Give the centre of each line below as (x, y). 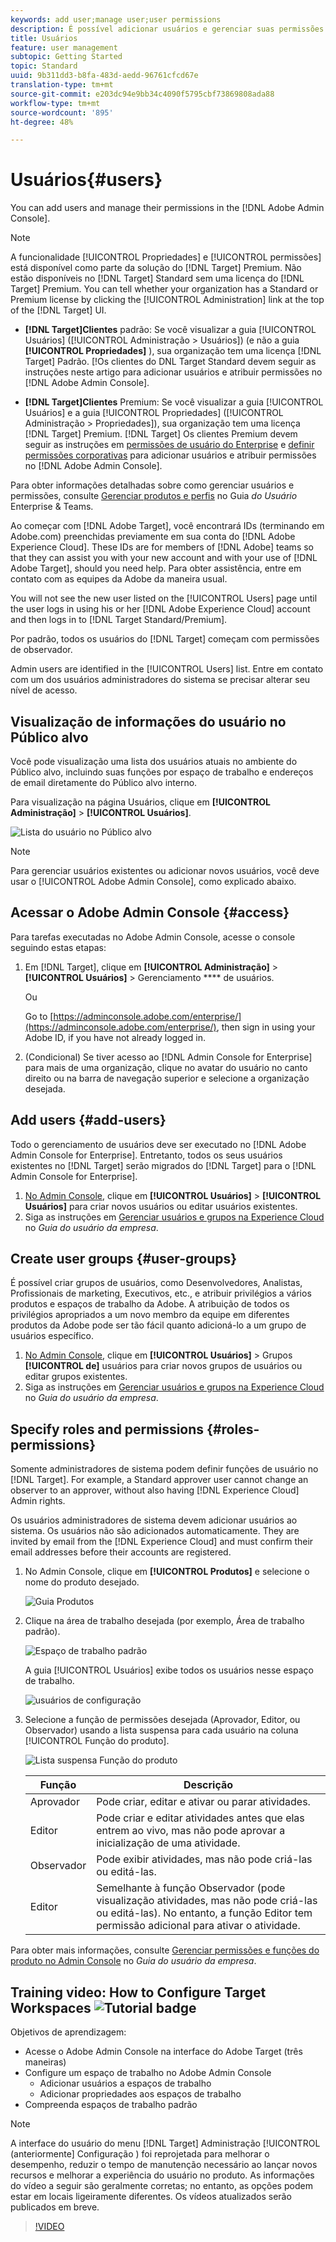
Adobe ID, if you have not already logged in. (115, 1037)
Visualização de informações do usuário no (148, 721)
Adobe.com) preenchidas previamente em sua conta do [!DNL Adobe (153, 537)
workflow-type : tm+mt (55, 103)
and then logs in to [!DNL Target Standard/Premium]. (119, 620)
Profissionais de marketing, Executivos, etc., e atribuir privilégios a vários (161, 1293)
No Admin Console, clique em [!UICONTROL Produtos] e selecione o (167, 1572)
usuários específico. (52, 1336)
